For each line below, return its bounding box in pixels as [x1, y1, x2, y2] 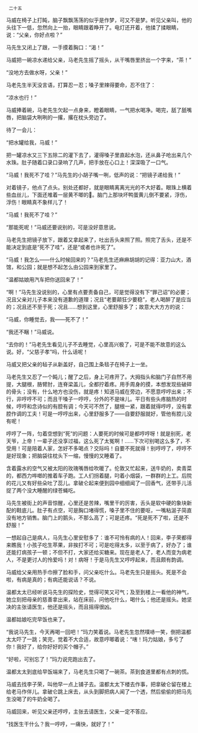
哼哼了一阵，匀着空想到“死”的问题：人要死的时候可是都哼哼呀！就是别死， [6, 430, 187, 437]
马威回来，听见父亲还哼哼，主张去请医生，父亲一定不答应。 [6, 708, 151, 715]
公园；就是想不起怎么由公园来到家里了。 [21, 264, 120, 270]
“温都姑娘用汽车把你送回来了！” [6, 276, 84, 283]
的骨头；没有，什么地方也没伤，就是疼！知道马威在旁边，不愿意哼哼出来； [6, 388, 187, 395]
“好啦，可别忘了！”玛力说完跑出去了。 [6, 656, 99, 662]
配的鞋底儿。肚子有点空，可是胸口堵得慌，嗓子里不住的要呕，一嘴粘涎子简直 [6, 507, 192, 514]
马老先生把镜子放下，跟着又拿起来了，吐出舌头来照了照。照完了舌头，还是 [6, 236, 187, 243]
